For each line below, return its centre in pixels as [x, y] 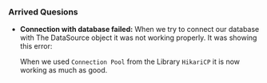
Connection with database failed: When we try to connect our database [139, 30]
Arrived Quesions [43, 12]
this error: [36, 46]
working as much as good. [64, 70]
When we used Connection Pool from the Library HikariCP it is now [130, 61]
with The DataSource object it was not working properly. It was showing [138, 38]
